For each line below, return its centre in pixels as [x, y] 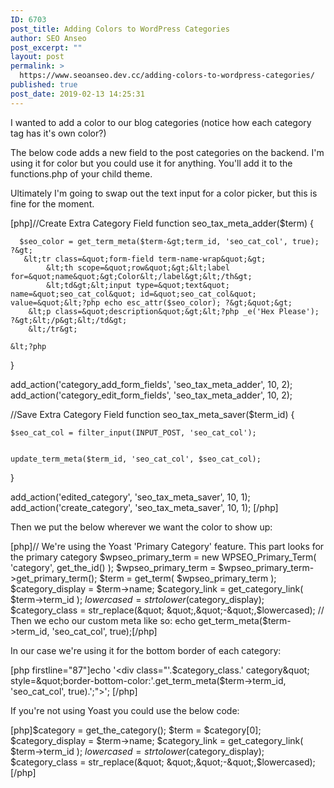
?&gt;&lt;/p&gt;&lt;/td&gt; [69, 320]
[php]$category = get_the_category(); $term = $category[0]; [136, 730]
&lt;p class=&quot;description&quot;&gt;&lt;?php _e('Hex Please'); [174, 311]
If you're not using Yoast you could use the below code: [125, 710]
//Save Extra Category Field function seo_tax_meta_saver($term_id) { [152, 414]
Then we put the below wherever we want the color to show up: [141, 527]
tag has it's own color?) [58, 133]
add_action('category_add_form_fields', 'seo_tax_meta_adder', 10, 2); [151, 384]
